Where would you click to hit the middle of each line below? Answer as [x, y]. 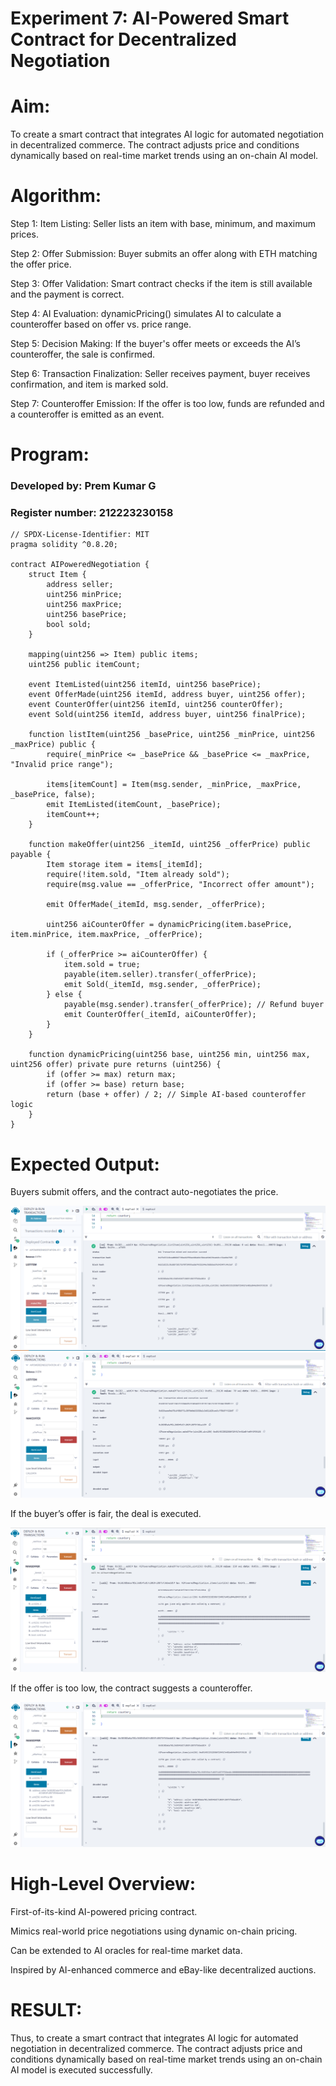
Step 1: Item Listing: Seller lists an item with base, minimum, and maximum [163, 224]
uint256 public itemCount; [84, 665]
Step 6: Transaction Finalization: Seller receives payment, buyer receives [160, 374]
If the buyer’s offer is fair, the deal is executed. [106, 1513]
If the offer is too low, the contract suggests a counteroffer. [131, 1688]
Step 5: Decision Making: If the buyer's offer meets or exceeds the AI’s [155, 344]
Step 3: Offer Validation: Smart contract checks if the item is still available [161, 284]
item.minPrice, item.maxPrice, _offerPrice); [106, 935]
